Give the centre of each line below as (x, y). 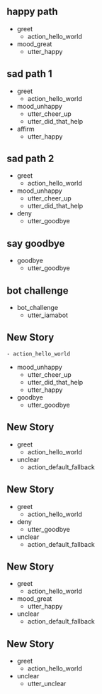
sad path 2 (30, 159)
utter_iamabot (48, 315)
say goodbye (36, 244)
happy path (32, 12)
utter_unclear (47, 684)
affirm (25, 129)
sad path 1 (29, 74)
